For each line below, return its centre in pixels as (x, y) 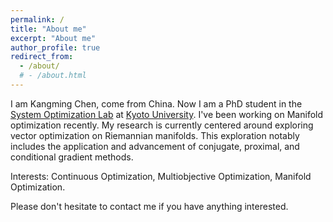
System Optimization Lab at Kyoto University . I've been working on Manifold (167, 114)
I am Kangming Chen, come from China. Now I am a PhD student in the (156, 103)
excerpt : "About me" (53, 38)
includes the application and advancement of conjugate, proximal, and (155, 146)
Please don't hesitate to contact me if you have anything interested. (149, 206)
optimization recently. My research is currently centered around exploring (162, 125)
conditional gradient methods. (72, 157)
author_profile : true (55, 47)
